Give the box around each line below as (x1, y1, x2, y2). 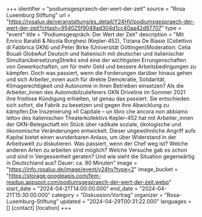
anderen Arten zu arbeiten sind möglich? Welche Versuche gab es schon (6, 146, 188, 154)
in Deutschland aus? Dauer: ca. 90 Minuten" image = (6, 160, 137, 166)
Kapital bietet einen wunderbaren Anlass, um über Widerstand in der (6, 134, 177, 141)
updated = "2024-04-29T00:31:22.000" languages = (60, 198, 192, 205)
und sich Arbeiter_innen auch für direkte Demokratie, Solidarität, (6, 76, 166, 83)
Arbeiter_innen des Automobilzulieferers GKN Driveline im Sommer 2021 (6, 89, 186, 96)
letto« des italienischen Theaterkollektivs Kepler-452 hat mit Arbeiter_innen (6, 114, 194, 121)
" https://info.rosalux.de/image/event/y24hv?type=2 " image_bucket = (6, 166, 178, 173)
